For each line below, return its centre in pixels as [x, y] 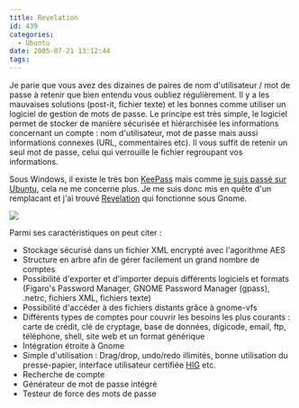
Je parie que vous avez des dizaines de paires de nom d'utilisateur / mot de [150, 85]
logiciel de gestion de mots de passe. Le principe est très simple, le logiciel [149, 114]
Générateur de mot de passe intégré [90, 384]
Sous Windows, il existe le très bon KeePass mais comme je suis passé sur [148, 179]
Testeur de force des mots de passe [90, 394]
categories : [32, 34]
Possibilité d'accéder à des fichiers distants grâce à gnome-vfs [140, 308]
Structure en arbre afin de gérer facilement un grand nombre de [141, 259]
